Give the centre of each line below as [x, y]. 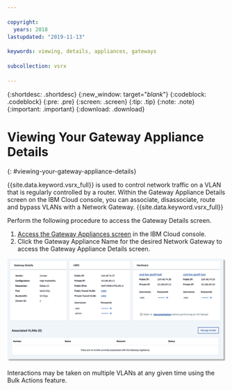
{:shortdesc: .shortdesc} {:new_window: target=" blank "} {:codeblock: [107, 94]
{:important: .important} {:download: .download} [76, 109]
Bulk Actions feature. [37, 380]
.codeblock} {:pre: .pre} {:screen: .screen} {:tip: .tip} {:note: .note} [101, 102]
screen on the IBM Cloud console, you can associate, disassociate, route [111, 199]
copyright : [23, 22]
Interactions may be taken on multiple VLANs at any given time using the [111, 373]
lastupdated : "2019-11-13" [46, 37]
